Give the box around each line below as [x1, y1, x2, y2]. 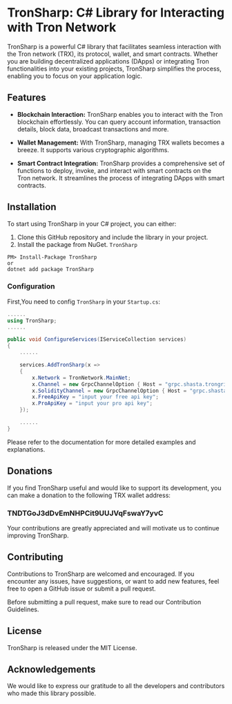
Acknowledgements [7, 663, 96, 675]
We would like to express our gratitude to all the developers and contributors [7, 682, 225, 690]
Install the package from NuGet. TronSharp [17, 240, 138, 248]
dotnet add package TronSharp [7, 266, 95, 272]
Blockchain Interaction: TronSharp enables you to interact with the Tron [17, 110, 223, 118]
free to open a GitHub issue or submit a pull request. [7, 584, 157, 593]
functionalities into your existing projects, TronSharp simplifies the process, [7, 64, 222, 73]
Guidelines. [7, 605, 39, 613]
